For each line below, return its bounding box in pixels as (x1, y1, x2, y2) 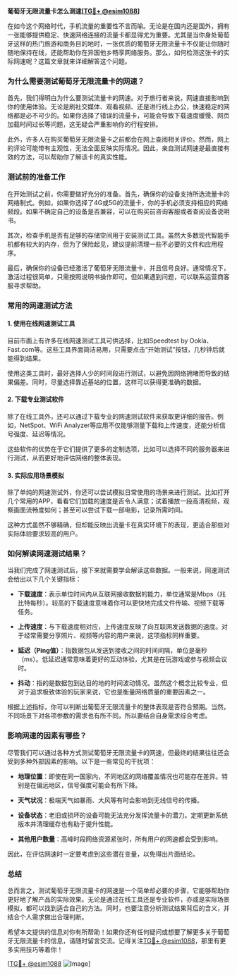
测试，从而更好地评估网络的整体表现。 (13, 453, 125, 462)
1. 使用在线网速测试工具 (7, 319, 75, 328)
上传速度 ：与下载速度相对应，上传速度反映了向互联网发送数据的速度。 (17, 623, 222, 631)
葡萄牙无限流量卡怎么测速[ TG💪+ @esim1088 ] (7, 7, 140, 15)
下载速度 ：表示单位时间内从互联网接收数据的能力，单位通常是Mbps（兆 (17, 590, 226, 599)
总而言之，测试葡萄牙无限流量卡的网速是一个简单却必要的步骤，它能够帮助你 (7, 886, 230, 895)
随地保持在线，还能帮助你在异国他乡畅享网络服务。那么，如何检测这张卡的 (7, 49, 224, 56)
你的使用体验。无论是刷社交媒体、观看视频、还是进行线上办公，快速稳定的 (7, 102, 224, 111)
